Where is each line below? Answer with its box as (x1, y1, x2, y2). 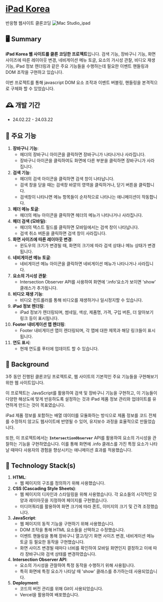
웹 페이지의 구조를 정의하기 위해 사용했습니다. (19, 480, 106, 486)
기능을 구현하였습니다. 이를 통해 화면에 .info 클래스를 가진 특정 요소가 (18, 441, 149, 447)
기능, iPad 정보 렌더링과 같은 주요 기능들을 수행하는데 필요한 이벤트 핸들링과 (5, 63, 149, 69)
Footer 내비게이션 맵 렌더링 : (12, 321, 66, 327)
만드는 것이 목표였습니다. (18, 402, 65, 408)
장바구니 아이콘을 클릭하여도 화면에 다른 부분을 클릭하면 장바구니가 (19, 158, 146, 164)
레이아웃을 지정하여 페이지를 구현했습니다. (29, 498, 108, 503)
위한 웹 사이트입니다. (5, 380, 45, 385)
